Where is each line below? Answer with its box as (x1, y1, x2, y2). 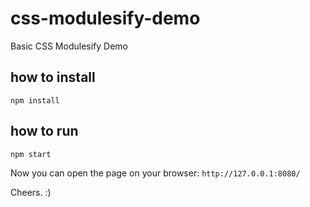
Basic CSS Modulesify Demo (10, 40, 129, 52)
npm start (10, 149, 52, 159)
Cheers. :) (10, 186, 52, 198)
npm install (10, 95, 60, 106)
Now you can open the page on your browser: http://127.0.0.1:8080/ (10, 167, 301, 179)
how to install (10, 69, 96, 86)
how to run (10, 123, 79, 140)
